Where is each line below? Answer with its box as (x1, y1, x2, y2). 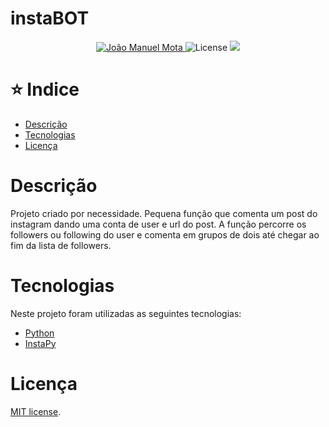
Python (24, 327, 55, 339)
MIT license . (10, 405, 62, 417)
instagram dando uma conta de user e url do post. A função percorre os (10, 218, 307, 230)
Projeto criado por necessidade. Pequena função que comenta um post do (10, 207, 318, 219)
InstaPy (24, 337, 57, 349)
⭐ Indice (10, 78, 80, 101)
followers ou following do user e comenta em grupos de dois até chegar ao (10, 228, 320, 241)
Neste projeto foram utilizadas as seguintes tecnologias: (10, 307, 242, 319)
